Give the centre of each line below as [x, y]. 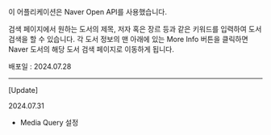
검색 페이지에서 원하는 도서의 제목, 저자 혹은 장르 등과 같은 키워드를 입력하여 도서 [135, 29]
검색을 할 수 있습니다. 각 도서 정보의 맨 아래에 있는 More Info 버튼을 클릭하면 [128, 39]
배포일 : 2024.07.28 [40, 66]
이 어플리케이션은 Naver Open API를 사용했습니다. [88, 12]
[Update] [23, 90]
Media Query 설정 [49, 122]
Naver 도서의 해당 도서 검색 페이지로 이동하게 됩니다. [92, 49]
